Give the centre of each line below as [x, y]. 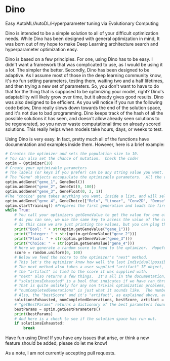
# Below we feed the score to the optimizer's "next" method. [81, 258]
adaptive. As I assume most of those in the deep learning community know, [83, 75]
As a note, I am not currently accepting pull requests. [60, 353]
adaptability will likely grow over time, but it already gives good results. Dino [84, 97]
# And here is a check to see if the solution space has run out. [86, 319]
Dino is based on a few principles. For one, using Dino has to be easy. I [79, 59]
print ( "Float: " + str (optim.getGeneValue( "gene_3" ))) [73, 239]
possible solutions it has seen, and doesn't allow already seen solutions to [82, 118]
